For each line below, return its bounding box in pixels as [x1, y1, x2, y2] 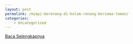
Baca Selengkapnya [5, 33, 45, 39]
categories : [5, 16, 29, 21]
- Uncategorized [14, 20, 47, 25]
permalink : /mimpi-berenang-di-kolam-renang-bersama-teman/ [5, 11, 129, 16]
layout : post [5, 7, 31, 12]
